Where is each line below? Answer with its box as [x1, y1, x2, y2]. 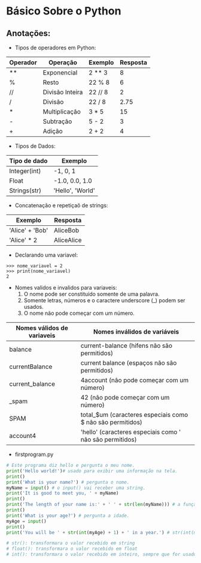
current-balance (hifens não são [80, 341, 172, 350]
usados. [23, 303, 44, 310]
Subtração [42, 117, 72, 126]
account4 [9, 431, 36, 440]
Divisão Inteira [42, 88, 83, 96]
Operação [48, 58, 78, 67]
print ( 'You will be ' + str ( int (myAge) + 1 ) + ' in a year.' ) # [6, 529, 170, 535]
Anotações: [6, 28, 51, 38]
